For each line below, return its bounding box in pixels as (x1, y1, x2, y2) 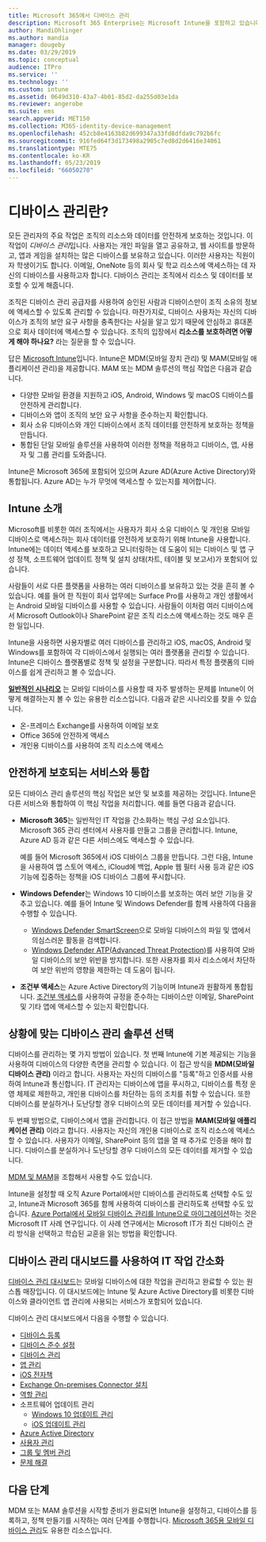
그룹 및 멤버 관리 (19, 1448, 71, 1457)
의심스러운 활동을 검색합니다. (31, 935, 121, 944)
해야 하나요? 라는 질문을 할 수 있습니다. (16, 336, 136, 346)
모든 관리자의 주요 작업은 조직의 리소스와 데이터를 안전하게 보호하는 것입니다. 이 (8, 231, 253, 240)
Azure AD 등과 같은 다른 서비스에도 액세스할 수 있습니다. (19, 835, 195, 844)
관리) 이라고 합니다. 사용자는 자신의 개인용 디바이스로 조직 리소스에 (28, 1126, 235, 1135)
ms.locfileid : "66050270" (8, 166, 93, 174)
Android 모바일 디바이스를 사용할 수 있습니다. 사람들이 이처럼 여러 (16, 600, 220, 610)
